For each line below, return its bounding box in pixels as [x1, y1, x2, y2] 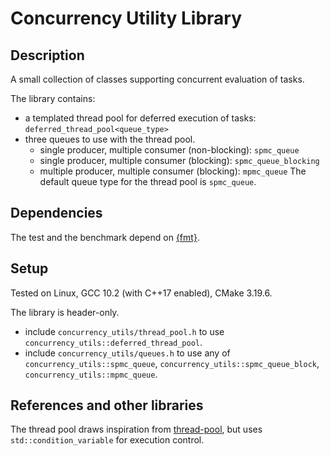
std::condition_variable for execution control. [10, 434, 205, 446]
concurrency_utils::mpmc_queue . [24, 368, 158, 380]
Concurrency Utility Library [10, 7, 243, 30]
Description [10, 47, 85, 64]
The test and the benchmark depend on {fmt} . [10, 231, 200, 243]
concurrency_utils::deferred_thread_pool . [24, 336, 203, 348]
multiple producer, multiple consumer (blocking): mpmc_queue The [39, 165, 307, 177]
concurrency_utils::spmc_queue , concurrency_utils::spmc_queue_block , [24, 357, 320, 369]
